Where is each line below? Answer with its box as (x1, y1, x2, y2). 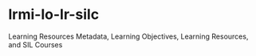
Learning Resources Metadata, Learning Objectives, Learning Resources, (8, 32, 249, 41)
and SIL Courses (8, 39, 63, 49)
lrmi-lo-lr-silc (8, 6, 100, 24)
